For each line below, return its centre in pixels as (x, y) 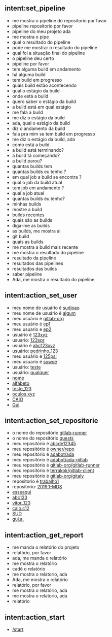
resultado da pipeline (34, 258)
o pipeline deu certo (33, 58)
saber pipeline (27, 274)
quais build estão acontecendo (44, 85)
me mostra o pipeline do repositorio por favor (59, 20)
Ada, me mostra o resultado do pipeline (53, 279)
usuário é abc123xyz (33, 345)
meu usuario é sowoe (34, 361)
